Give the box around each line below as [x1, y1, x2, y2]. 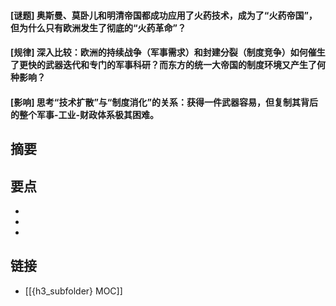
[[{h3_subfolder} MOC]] [24, 285, 123, 297]
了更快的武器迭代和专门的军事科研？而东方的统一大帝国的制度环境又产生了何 [10, 59, 326, 71]
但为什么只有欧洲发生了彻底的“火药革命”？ [10, 21, 187, 34]
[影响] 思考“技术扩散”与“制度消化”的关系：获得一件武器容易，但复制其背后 [10, 96, 318, 108]
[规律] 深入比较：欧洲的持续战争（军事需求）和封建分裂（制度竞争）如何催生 [10, 46, 326, 59]
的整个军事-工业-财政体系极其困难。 [10, 108, 160, 120]
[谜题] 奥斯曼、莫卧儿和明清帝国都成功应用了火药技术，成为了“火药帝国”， [10, 9, 318, 21]
